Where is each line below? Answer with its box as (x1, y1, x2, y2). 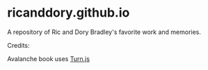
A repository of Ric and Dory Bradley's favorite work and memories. (7, 28, 202, 36)
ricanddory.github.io (7, 5, 130, 21)
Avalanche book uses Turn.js (7, 54, 90, 63)
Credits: (7, 41, 30, 49)
